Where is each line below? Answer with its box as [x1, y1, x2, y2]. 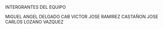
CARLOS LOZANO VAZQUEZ [5, 19, 64, 25]
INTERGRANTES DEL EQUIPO [5, 4, 66, 10]
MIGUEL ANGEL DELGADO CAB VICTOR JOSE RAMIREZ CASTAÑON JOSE [5, 14, 159, 19]
